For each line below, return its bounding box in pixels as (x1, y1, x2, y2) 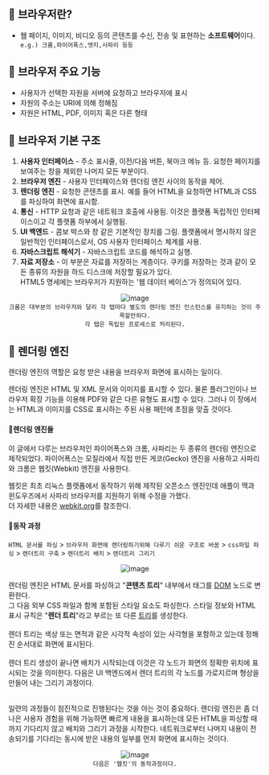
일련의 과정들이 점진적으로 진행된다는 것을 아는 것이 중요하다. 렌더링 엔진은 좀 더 (8, 703, 259, 713)
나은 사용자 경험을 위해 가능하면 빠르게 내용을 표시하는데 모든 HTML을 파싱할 (8, 713, 249, 723)
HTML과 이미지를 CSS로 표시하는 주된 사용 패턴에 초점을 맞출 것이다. (16, 405, 233, 414)
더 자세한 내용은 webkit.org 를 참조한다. (8, 501, 132, 511)
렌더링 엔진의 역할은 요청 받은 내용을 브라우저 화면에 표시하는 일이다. (8, 367, 222, 377)
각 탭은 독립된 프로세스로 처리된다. (84, 320, 185, 328)
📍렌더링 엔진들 (8, 424, 54, 434)
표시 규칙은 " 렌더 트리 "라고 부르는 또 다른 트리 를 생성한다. (8, 610, 189, 620)
